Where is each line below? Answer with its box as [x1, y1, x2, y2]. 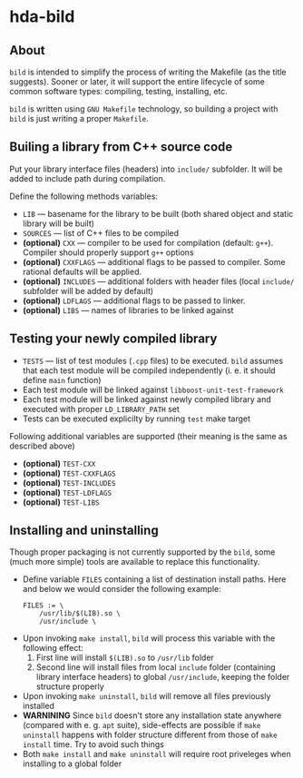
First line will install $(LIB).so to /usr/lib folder [35, 652, 215, 664]
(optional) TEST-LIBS [22, 497, 100, 507]
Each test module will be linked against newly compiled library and [22, 393, 272, 405]
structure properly [35, 681, 104, 692]
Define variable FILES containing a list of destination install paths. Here [22, 574, 287, 585]
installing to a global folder [22, 758, 122, 769]
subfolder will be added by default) [22, 285, 154, 296]
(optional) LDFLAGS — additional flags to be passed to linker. [22, 295, 246, 306]
